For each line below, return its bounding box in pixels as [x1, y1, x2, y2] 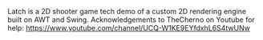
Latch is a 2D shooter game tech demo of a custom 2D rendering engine [7, 7, 246, 16]
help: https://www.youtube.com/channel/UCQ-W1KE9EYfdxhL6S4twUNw [7, 24, 250, 32]
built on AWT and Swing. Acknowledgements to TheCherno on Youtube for [7, 15, 256, 24]
